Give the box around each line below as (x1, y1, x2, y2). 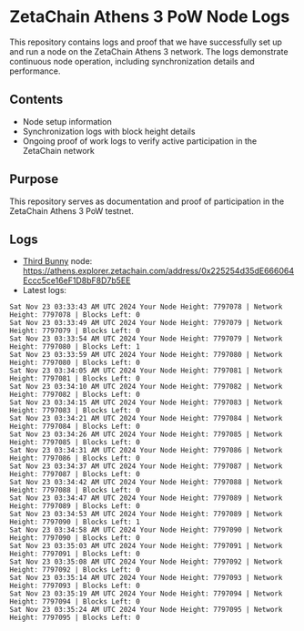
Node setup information (22, 116, 112, 127)
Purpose (9, 171, 59, 188)
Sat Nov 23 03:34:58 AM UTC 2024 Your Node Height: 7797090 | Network (9, 525, 283, 534)
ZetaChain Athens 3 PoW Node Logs (9, 6, 290, 27)
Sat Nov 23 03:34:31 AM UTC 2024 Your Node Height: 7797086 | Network (9, 446, 283, 455)
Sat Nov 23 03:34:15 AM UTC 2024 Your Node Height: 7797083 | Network (9, 398, 283, 407)
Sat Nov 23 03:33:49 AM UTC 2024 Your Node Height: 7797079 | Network (9, 319, 283, 328)
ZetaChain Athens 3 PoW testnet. (9, 205, 134, 216)
